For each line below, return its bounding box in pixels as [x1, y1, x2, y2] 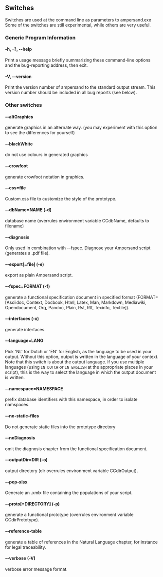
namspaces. [5, 402, 30, 408]
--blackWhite [5, 141, 33, 147]
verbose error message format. [5, 566, 68, 572]
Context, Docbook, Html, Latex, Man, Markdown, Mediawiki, [26, 299, 147, 305]
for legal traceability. [5, 544, 46, 550]
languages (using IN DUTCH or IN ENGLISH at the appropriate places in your [5, 364, 153, 370]
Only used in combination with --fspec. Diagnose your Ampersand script [5, 245, 151, 251]
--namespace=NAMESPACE [5, 385, 63, 392]
